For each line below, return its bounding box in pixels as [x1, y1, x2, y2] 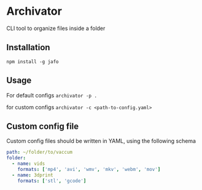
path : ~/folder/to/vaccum [6, 149, 72, 156]
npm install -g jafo [6, 58, 60, 65]
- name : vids [12, 161, 45, 167]
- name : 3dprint [12, 172, 53, 178]
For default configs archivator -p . [6, 91, 97, 99]
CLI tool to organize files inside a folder [6, 25, 106, 32]
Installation [6, 42, 50, 53]
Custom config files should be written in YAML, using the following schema [6, 137, 196, 145]
